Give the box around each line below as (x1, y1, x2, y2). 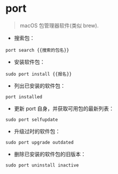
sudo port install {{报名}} (5, 71, 72, 77)
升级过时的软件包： (13, 128, 61, 135)
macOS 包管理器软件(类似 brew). (19, 22, 99, 29)
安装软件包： (13, 58, 45, 65)
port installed (5, 93, 43, 100)
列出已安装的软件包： (13, 82, 65, 89)
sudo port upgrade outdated (5, 139, 74, 145)
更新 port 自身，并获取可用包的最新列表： (13, 105, 114, 112)
